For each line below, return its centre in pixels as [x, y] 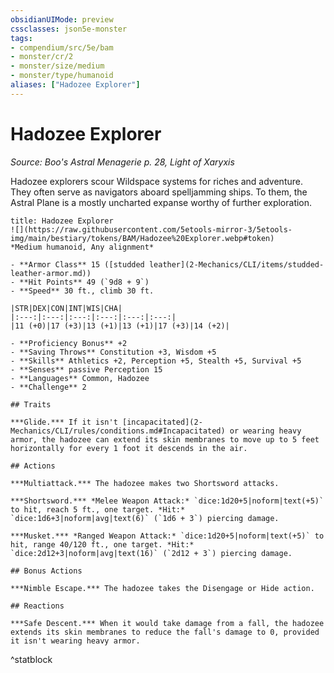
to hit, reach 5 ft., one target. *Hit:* [98, 509]
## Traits [31, 404]
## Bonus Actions [46, 571]
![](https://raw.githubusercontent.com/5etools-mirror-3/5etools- [151, 229]
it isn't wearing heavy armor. [75, 641]
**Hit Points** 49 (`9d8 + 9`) [84, 282]
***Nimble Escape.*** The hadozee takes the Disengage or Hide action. [162, 588]
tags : [21, 38]
